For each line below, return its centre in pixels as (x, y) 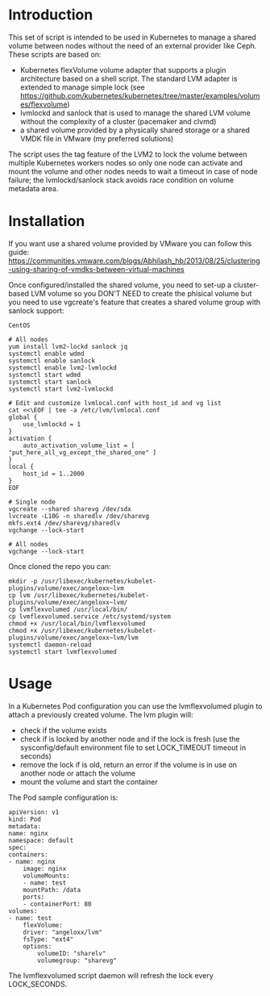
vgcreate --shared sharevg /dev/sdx (70, 509)
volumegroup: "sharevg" (77, 960)
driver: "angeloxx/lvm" (63, 932)
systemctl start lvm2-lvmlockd (61, 389)
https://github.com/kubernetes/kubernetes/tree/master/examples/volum (140, 95)
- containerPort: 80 (57, 904)
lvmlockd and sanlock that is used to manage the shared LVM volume (135, 113)
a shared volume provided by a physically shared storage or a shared (135, 130)
